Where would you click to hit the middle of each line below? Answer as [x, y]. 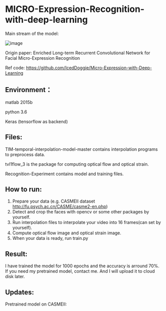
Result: [16, 254]
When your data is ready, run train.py [50, 238]
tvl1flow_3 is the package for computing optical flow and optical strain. [77, 164]
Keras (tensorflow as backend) [37, 121]
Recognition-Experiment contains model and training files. [64, 174]
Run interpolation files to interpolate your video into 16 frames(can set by [86, 222]
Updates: [20, 292]
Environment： [29, 90]
